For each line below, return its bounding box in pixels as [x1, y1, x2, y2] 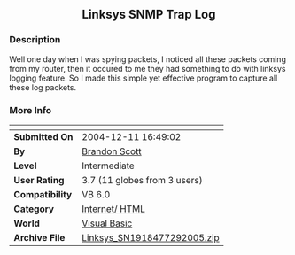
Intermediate [82, 159, 135, 172]
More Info [9, 104, 52, 116]
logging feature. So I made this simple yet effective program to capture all [9, 73, 278, 83]
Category [13, 203, 55, 215]
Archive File [13, 231, 66, 243]
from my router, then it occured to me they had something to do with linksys [9, 63, 286, 73]
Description [9, 34, 61, 46]
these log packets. [9, 81, 77, 92]
